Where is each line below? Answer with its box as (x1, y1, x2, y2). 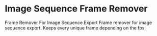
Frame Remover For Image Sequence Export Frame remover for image (5, 19, 152, 25)
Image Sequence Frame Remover (5, 3, 148, 14)
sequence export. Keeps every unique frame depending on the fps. (5, 24, 146, 30)
